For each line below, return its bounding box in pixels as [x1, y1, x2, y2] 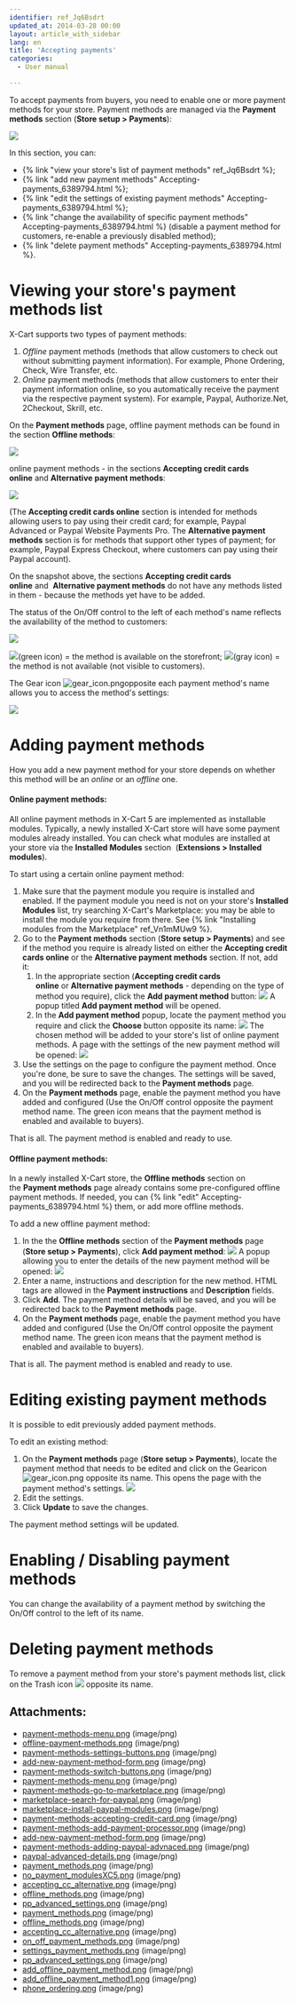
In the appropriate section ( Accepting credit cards [35, 970, 222, 981]
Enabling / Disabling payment [9, 1550, 231, 1571]
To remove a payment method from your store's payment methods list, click [9, 1668, 286, 1679]
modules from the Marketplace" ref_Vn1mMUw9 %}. [21, 923, 213, 934]
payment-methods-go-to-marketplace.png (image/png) [21, 1784, 226, 1795]
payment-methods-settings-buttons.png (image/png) [21, 1746, 217, 1758]
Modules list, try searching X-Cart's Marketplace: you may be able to [21, 905, 276, 915]
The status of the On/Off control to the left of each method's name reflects [9, 606, 282, 617]
